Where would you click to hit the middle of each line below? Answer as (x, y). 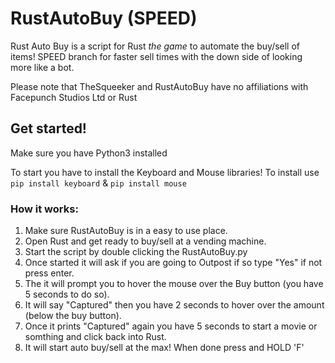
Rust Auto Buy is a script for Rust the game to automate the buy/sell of (155, 46)
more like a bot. (42, 67)
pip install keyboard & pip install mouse (98, 183)
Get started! (48, 128)
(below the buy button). (73, 316)
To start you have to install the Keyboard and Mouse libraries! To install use (165, 172)
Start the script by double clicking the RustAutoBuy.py (136, 252)
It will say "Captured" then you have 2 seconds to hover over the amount (174, 305)
